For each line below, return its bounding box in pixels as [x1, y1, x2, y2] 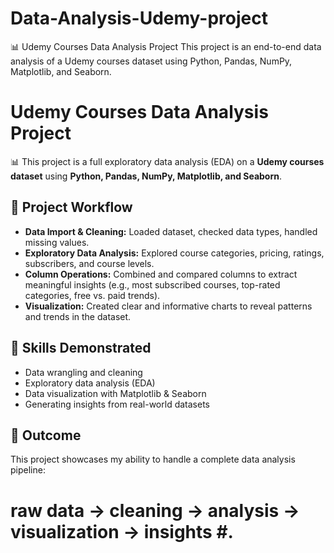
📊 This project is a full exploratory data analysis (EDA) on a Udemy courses [10, 155, 325, 167]
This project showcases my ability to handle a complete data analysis [10, 453, 296, 466]
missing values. [24, 236, 90, 248]
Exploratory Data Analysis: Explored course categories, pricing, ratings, [24, 247, 325, 259]
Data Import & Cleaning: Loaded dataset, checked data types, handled [24, 225, 318, 237]
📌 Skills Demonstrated [10, 340, 152, 357]
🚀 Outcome [10, 427, 82, 444]
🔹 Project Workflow [10, 199, 133, 216]
